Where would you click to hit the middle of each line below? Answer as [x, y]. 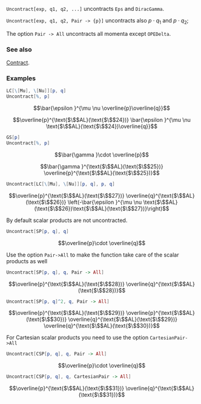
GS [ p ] [13, 138]
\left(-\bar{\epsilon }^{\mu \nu [105, 202]
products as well [27, 261]
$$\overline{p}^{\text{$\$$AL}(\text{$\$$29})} [67, 313]
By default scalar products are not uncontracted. [67, 220]
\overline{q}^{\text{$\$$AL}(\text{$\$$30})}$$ [102, 326]
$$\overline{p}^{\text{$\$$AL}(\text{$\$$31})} [67, 388]
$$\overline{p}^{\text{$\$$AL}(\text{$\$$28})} [67, 284]
